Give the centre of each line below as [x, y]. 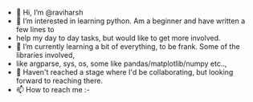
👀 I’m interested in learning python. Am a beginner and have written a [131, 21]
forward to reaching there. [59, 81]
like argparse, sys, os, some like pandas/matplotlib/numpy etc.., [121, 63]
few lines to [35, 29]
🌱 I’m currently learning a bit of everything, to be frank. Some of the [128, 47]
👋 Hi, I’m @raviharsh [49, 12]
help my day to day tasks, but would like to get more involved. [118, 38]
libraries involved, [45, 55]
